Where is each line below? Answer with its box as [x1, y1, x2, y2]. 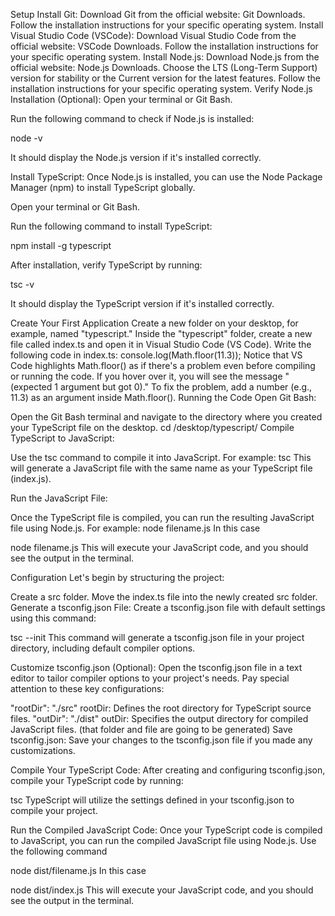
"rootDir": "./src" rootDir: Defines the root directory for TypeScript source [10, 702, 312, 714]
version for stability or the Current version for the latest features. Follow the [10, 72, 321, 84]
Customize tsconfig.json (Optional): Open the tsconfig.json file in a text [10, 662, 303, 673]
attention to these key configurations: [10, 683, 165, 694]
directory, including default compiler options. [10, 642, 196, 654]
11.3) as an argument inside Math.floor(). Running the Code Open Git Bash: [10, 392, 317, 403]
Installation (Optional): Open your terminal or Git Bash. [10, 94, 233, 105]
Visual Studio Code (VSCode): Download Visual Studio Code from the [10, 30, 297, 41]
